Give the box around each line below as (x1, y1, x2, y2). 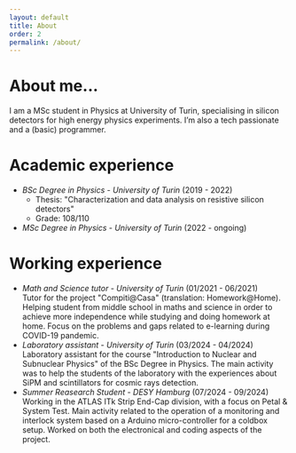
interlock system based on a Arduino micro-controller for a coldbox (21, 415, 269, 426)
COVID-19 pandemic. (21, 330, 99, 341)
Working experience (9, 254, 162, 274)
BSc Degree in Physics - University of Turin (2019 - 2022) (21, 185, 233, 195)
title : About (9, 21, 58, 30)
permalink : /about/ (9, 37, 82, 47)
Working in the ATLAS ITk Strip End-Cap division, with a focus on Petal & (21, 396, 288, 407)
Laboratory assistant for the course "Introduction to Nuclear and (21, 349, 257, 360)
